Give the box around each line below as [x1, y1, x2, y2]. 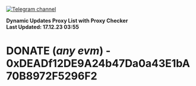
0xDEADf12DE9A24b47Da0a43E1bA [6, 57, 190, 71]
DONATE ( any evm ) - [6, 44, 111, 58]
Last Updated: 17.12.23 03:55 [6, 24, 79, 30]
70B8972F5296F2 [6, 69, 97, 83]
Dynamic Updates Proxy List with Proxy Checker [6, 17, 128, 24]
